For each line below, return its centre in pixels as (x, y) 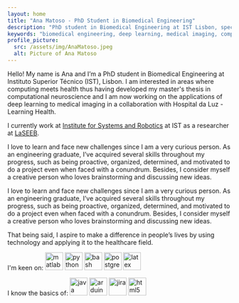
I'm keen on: (26, 267)
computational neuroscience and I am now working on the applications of (115, 96)
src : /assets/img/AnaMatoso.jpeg (63, 47)
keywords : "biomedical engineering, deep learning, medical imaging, (113, 34)
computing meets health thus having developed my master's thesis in (109, 89)
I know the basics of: (38, 293)
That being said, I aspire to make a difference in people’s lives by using (111, 235)
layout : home (27, 14)
